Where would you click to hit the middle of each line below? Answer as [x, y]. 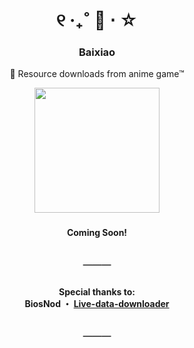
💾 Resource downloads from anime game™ [97, 74]
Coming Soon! [97, 233]
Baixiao [97, 52]
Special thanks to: [97, 291]
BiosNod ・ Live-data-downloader [97, 303]
